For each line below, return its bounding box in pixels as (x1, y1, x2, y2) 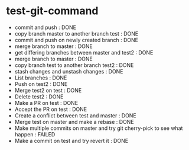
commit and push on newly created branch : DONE (14, 36, 139, 43)
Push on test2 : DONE (14, 80, 68, 87)
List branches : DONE (14, 74, 67, 81)
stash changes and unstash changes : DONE (14, 68, 123, 75)
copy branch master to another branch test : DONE (14, 30, 139, 37)
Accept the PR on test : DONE (14, 106, 87, 113)
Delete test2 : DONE (14, 93, 64, 100)
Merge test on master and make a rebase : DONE (14, 118, 134, 125)
